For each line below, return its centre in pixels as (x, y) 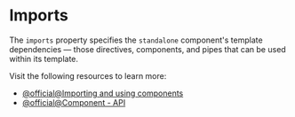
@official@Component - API (74, 102)
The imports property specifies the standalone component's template (136, 40)
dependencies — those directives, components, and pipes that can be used (147, 49)
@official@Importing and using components (103, 93)
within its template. (44, 58)
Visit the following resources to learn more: (88, 75)
